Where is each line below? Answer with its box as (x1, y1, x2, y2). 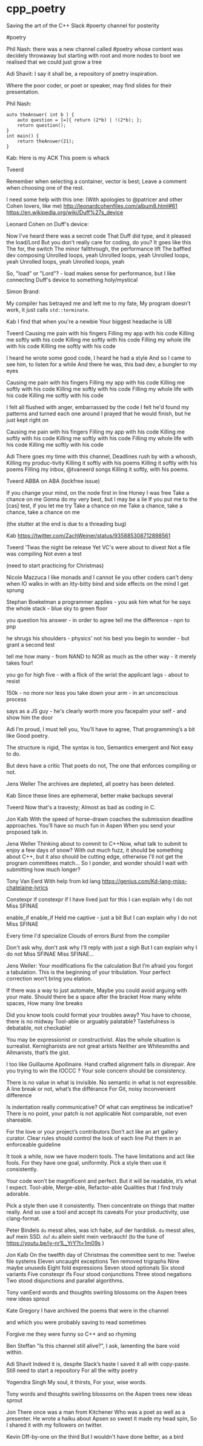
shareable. (6, 1116, 33, 1123)
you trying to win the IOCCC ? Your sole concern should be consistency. (6, 1066, 187, 1074)
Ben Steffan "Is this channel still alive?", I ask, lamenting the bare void (6, 1342, 180, 1349)
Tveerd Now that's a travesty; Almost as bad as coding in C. (6, 803, 156, 811)
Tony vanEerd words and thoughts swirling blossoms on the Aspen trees (6, 1288, 187, 1296)
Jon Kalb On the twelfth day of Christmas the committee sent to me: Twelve (6, 1251, 195, 1258)
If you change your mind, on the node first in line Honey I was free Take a (6, 489, 190, 496)
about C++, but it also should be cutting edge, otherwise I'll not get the (6, 852, 183, 860)
